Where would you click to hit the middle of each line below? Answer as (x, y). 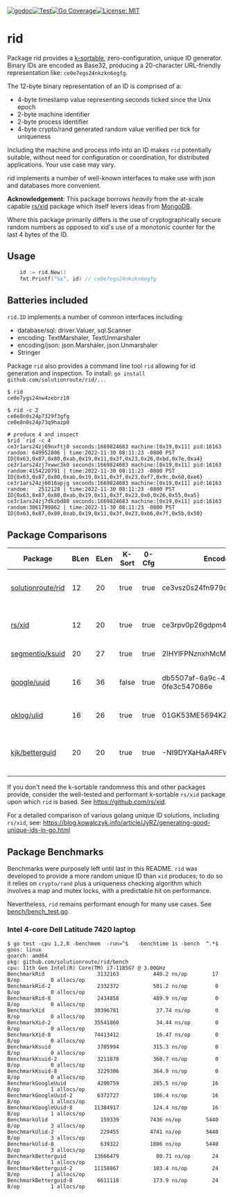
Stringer (29, 353)
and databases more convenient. (54, 185)
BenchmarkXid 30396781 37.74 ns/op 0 (113, 1011)
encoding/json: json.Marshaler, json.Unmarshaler (87, 345)
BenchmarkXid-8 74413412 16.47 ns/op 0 (113, 1035)
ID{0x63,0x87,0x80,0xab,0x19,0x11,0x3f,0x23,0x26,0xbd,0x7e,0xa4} (105, 459)
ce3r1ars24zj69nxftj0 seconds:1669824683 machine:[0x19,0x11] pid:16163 (114, 447)
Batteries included (48, 300)
